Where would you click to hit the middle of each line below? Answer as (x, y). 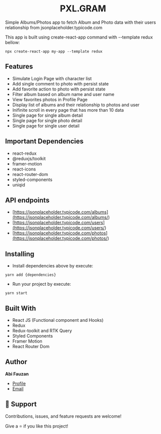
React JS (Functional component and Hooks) (58, 320)
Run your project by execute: (42, 284)
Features (19, 66)
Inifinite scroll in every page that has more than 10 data (68, 110)
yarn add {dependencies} (31, 275)
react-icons (24, 169)
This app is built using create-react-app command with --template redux (79, 37)
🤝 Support (21, 404)
